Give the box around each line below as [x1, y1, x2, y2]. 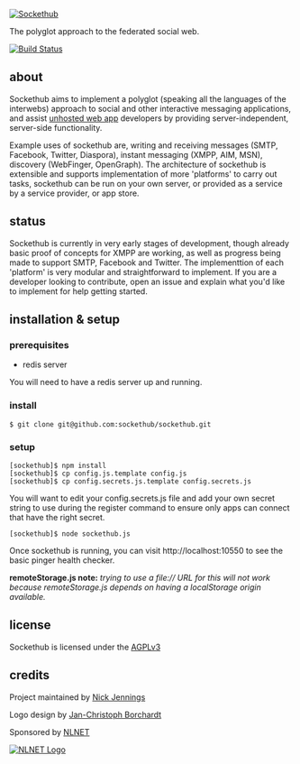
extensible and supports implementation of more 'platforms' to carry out [9, 168, 277, 179]
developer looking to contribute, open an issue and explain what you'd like [9, 276, 286, 287]
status [9, 214, 47, 229]
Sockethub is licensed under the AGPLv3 [9, 641, 161, 652]
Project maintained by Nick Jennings [9, 691, 146, 703]
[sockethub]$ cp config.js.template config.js [9, 469, 187, 478]
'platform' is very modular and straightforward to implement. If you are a [9, 266, 277, 277]
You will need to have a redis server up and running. [9, 377, 203, 388]
